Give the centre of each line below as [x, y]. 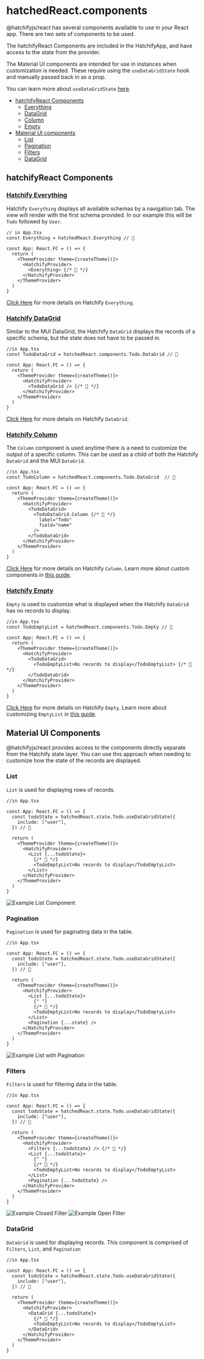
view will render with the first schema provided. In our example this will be [99, 215]
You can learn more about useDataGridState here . [69, 88]
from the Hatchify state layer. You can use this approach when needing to [99, 754]
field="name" [55, 525]
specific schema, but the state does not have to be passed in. [84, 338]
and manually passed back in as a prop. [56, 77]
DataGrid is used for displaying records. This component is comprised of [97, 1242]
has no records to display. [39, 610]
